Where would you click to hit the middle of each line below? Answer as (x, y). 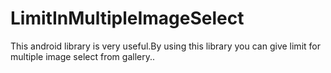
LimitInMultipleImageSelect (127, 18)
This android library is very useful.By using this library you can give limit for (165, 46)
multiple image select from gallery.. (83, 56)
